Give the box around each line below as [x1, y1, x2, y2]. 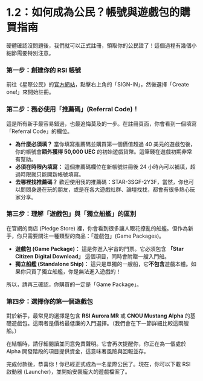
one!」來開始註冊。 [6, 88, 54, 96]
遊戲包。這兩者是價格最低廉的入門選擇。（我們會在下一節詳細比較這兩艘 [11, 320, 189, 327]
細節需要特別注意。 [6, 49, 54, 56]
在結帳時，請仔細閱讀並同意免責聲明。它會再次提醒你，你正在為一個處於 [6, 340, 186, 348]
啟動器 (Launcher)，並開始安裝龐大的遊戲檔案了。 [6, 368, 131, 376]
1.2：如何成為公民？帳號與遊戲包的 [6, 5, 180, 19]
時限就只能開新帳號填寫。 [20, 171, 85, 178]
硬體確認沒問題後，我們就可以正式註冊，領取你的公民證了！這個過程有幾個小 [6, 42, 197, 49]
